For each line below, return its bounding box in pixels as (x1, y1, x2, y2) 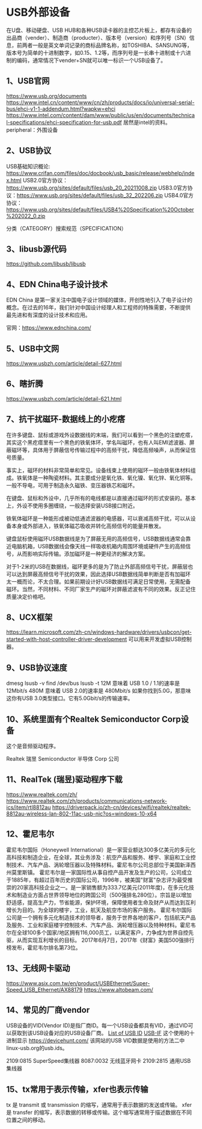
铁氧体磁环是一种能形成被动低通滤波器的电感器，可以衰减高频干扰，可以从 (6, 515, 191, 522)
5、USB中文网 (6, 344, 60, 354)
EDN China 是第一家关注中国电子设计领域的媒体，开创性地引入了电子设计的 (6, 296, 192, 304)
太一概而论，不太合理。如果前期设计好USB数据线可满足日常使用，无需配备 (6, 578, 191, 585)
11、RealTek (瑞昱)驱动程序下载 (6, 775, 123, 785)
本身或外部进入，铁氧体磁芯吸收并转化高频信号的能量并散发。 (11, 522, 164, 530)
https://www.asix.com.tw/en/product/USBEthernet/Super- (6, 979, 150, 987)
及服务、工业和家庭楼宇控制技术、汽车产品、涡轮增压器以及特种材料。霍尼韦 (6, 921, 196, 929)
